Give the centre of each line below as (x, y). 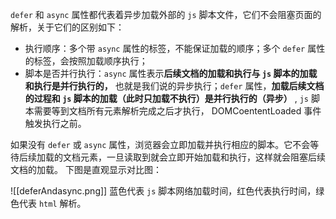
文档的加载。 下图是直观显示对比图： (86, 169)
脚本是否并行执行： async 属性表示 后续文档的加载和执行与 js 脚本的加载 (171, 73)
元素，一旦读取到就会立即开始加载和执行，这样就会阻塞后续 (202, 157)
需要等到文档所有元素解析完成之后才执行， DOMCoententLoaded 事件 (177, 111)
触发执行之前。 (55, 123)
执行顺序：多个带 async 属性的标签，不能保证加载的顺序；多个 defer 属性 (175, 48)
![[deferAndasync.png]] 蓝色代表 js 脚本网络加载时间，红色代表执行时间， (163, 191)
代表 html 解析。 (52, 203)
